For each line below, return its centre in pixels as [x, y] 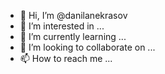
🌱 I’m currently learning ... [73, 36]
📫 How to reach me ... [66, 58]
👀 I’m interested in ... [62, 26]
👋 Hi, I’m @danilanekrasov [73, 15]
